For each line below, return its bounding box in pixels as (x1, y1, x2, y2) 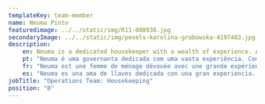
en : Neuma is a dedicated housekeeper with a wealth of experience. (22, 48, 252, 56)
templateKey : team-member (8, 11, 93, 20)
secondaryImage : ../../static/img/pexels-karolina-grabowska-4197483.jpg (8, 33, 256, 41)
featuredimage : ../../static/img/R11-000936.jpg (8, 26, 171, 34)
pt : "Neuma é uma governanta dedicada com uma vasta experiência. (22, 56, 245, 63)
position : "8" (8, 84, 55, 92)
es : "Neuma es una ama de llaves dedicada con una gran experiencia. (22, 70, 256, 77)
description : (8, 41, 51, 48)
